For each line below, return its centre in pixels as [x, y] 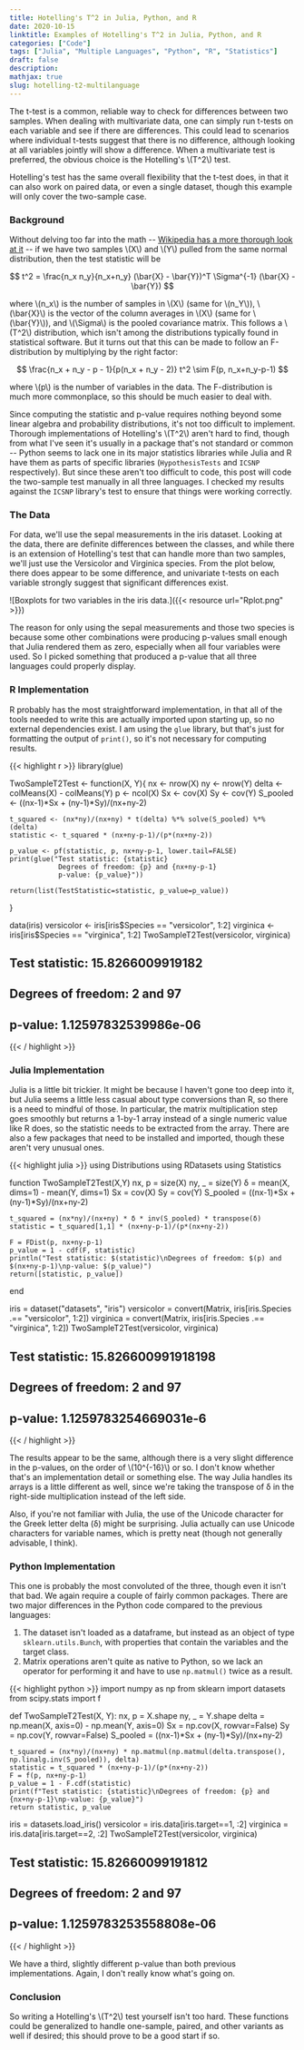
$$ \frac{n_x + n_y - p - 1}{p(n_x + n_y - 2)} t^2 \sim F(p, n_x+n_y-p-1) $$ [152, 369]
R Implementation [49, 690]
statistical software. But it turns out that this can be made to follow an [139, 342]
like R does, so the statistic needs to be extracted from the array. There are [150, 1128]
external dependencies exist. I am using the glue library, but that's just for [147, 729]
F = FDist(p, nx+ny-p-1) [56, 1243]
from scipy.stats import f [55, 1699]
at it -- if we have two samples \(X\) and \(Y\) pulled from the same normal [148, 249]
